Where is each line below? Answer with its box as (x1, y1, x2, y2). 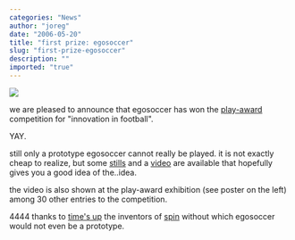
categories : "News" (9, 12, 82, 22)
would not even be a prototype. (9, 220, 125, 231)
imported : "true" (9, 63, 74, 72)
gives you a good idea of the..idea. (9, 167, 137, 178)
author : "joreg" (9, 21, 70, 30)
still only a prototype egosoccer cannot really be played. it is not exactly (9, 148, 274, 159)
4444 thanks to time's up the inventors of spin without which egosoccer (9, 211, 275, 221)
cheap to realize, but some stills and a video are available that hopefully (9, 157, 273, 168)
